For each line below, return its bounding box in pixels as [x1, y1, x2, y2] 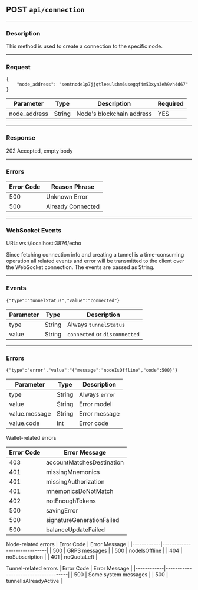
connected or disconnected [67, 330, 140, 338]
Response [6, 134, 35, 142]
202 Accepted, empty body [6, 147, 73, 154]
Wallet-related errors [6, 434, 57, 441]
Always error [79, 390, 116, 398]
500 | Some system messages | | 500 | [74, 570, 169, 578]
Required [157, 100, 184, 108]
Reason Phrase [51, 183, 95, 191]
